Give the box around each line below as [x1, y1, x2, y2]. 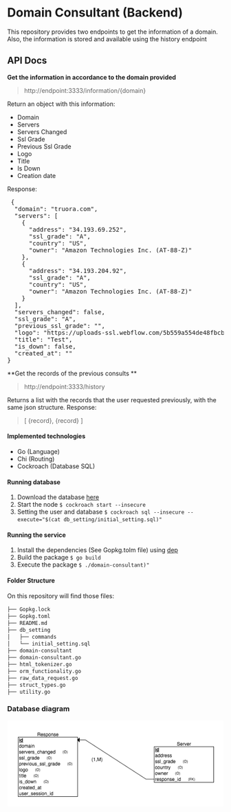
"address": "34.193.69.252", [28, 226, 127, 233]
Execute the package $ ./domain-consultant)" [16, 560, 150, 569]
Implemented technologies [7, 432, 86, 441]
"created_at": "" [14, 349, 73, 357]
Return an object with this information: [7, 100, 115, 108]
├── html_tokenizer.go [7, 661, 72, 668]
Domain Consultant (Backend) [7, 5, 184, 21]
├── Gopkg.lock [7, 606, 51, 613]
